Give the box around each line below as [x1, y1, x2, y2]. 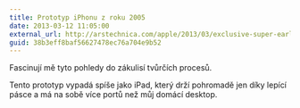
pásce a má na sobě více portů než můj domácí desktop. [9, 89, 218, 100]
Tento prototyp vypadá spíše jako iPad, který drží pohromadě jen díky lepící [9, 79, 287, 90]
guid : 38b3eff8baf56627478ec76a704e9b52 [9, 37, 162, 47]
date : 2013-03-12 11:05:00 [9, 21, 110, 30]
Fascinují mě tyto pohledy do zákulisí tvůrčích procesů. [9, 62, 212, 73]
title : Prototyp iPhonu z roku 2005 [9, 12, 146, 22]
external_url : [9, 29, 62, 38]
